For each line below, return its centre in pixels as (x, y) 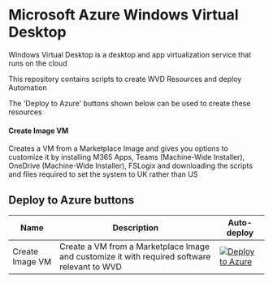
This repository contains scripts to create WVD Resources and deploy (125, 79)
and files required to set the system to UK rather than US (103, 174)
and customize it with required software (135, 256)
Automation (28, 88)
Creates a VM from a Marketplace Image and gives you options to (119, 148)
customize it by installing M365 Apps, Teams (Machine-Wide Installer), (127, 157)
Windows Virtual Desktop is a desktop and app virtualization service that (130, 54)
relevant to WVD (91, 267)
